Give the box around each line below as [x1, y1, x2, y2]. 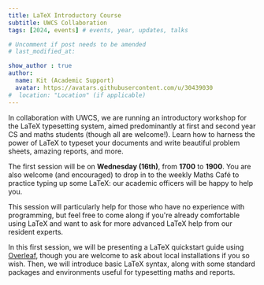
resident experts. [8, 227, 64, 236]
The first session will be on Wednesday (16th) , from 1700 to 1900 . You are [8, 161, 251, 171]
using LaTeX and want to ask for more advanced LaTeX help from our [8, 218, 232, 228]
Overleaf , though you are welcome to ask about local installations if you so [8, 250, 250, 260]
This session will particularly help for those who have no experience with [8, 202, 245, 211]
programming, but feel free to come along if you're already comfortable [8, 210, 240, 220]
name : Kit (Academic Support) [15, 76, 114, 84]
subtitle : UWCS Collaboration [8, 19, 108, 27]
